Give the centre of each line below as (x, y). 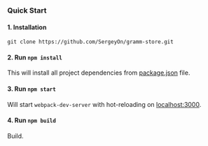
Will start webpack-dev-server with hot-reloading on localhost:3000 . (104, 104)
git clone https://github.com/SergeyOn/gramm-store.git (90, 42)
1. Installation (27, 27)
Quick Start (27, 10)
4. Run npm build (32, 120)
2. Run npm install (35, 57)
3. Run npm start (32, 89)
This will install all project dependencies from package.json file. (99, 73)
